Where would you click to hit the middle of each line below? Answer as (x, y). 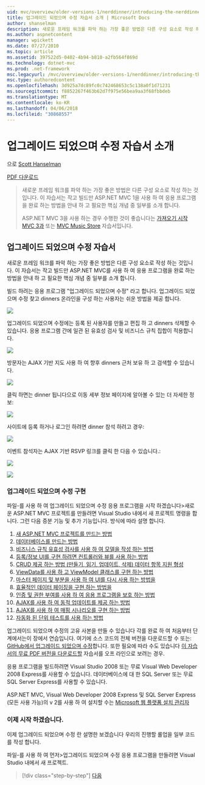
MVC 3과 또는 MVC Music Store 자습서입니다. (77, 226)
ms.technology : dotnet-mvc (41, 63)
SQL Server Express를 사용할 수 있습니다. (57, 682)
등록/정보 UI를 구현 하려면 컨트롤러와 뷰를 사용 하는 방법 (82, 557)
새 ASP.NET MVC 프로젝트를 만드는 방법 (64, 534)
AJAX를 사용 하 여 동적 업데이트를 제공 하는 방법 (73, 603)
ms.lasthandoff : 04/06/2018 (43, 108)
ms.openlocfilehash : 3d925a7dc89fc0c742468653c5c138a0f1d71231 (89, 86)
